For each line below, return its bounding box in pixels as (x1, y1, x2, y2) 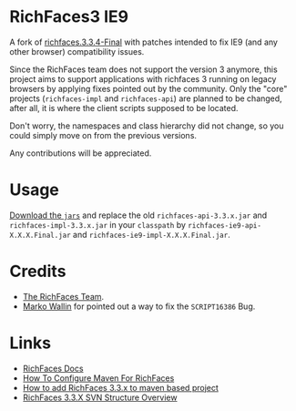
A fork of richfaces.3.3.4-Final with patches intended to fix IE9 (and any (9, 36, 278, 47)
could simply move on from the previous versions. (9, 129, 198, 140)
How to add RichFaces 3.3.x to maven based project (22, 382, 219, 393)
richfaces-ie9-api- (188, 221, 262, 230)
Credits (9, 262, 66, 282)
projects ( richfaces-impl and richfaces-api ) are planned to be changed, (9, 93, 282, 104)
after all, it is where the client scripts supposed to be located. (9, 102, 239, 113)
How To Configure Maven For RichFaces (22, 372, 175, 384)
